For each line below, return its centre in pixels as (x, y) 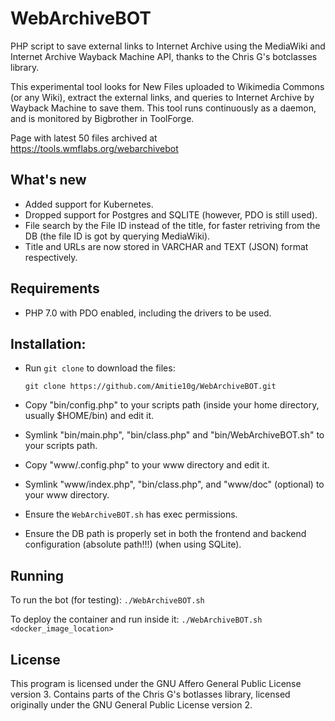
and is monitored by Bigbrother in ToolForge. (102, 118)
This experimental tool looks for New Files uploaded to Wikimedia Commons (167, 86)
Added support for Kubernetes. (89, 204)
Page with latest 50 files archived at (84, 138)
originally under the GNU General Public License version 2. (131, 705)
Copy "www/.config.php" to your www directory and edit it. (147, 465)
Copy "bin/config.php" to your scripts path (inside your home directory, (172, 405)
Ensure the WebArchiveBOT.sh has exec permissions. (131, 514)
